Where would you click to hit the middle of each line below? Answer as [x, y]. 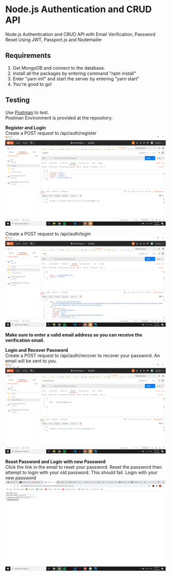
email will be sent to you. [31, 361]
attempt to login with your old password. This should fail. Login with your [81, 473]
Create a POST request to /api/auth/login [48, 234]
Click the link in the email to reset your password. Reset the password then [83, 467]
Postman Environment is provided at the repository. [59, 117]
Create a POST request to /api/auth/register [51, 133]
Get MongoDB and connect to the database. [59, 68]
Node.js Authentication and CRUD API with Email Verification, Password [80, 34]
